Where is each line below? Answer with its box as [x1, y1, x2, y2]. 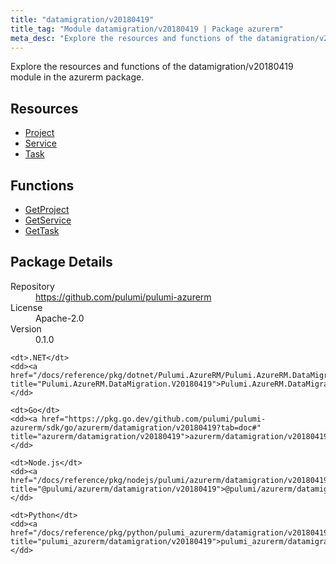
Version [10, 322, 42, 335]
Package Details [10, 254, 113, 271]
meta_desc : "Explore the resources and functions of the [10, 33, 253, 43]
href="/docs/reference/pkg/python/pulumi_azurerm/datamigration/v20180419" [10, 527, 333, 538]
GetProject [24, 204, 70, 215]
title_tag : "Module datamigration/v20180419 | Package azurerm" [10, 24, 284, 34]
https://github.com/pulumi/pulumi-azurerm [35, 291, 212, 303]
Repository [10, 280, 55, 292]
